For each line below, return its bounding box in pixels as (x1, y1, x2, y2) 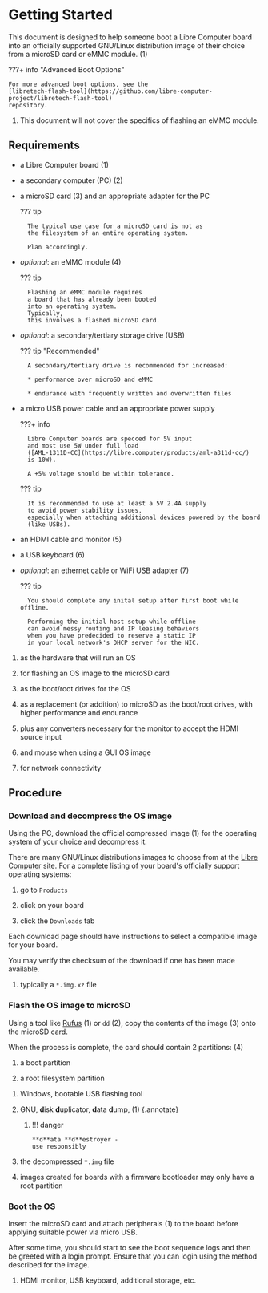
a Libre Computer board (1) (19, 160, 110, 169)
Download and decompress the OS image (8, 810, 173, 821)
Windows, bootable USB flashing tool (19, 1088, 143, 1098)
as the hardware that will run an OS (19, 652, 136, 663)
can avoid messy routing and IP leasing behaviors (27, 624, 200, 633)
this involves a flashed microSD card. (27, 316, 160, 324)
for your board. (8, 940, 58, 950)
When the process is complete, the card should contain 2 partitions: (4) (8, 1042, 244, 1052)
